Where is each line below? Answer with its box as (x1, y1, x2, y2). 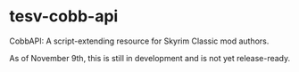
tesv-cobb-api (9, 6, 119, 27)
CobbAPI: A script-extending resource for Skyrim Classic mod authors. (9, 36, 270, 46)
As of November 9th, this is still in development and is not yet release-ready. (9, 52, 291, 63)
